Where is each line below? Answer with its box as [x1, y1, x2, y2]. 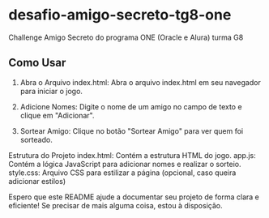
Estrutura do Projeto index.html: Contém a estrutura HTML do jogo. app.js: [8, 150, 257, 160]
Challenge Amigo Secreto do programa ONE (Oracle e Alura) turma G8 [8, 32, 244, 42]
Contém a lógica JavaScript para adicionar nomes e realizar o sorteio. [8, 159, 241, 169]
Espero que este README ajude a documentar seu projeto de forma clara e [8, 192, 259, 202]
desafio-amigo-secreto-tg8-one [8, 6, 232, 24]
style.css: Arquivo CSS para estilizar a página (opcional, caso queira [8, 168, 237, 177]
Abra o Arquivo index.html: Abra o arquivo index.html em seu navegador [19, 77, 261, 87]
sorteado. [19, 135, 53, 144]
